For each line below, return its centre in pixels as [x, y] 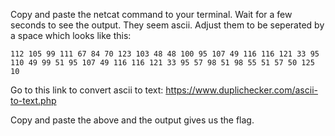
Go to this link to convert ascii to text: [87, 90]
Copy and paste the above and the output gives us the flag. [132, 120]
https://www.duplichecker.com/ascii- [241, 90]
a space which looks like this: [71, 35]
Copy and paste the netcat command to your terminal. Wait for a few [151, 14]
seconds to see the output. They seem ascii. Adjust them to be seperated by [167, 25]
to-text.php [33, 100]
